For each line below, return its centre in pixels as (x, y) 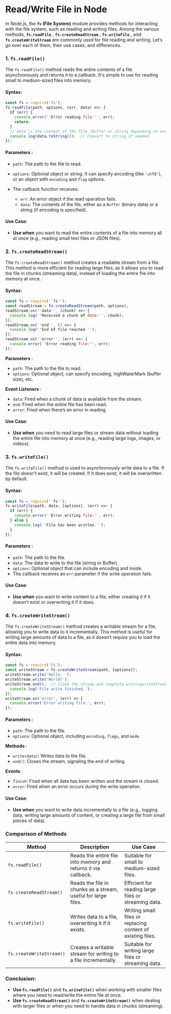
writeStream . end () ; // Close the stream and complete (65, 684)
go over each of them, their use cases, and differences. (63, 45)
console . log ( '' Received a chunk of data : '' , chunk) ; (67, 315)
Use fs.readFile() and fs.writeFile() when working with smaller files (87, 990)
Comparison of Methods (36, 834)
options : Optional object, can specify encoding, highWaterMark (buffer (87, 374)
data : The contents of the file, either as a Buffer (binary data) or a (89, 204)
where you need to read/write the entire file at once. (67, 995)
